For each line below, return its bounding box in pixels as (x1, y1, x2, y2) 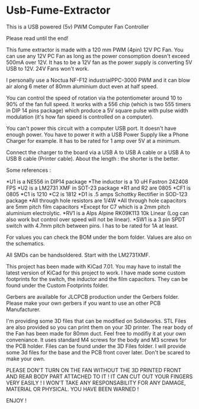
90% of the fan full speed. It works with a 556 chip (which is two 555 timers (6, 100, 191, 107)
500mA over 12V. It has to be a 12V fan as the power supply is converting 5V (6, 59, 192, 66)
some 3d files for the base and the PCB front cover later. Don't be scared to (6, 349, 191, 356)
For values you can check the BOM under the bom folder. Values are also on (6, 234, 192, 241)
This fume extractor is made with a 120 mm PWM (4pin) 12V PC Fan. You (6, 46, 184, 53)
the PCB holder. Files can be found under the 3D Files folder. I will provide (6, 342, 187, 350)
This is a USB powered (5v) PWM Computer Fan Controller (6, 23, 149, 30)
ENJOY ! (6, 397, 27, 404)
